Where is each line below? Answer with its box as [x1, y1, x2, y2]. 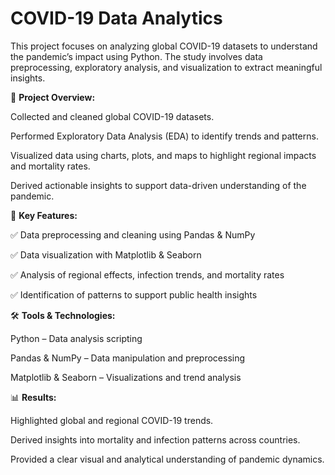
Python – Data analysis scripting [10, 332, 143, 344]
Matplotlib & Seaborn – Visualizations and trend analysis [10, 371, 242, 383]
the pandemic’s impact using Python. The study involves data [10, 50, 263, 62]
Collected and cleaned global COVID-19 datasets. [10, 110, 215, 122]
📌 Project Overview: [10, 91, 96, 103]
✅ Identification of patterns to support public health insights [10, 288, 258, 301]
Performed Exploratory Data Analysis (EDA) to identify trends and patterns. [10, 130, 319, 142]
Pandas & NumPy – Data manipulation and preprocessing [10, 352, 246, 364]
